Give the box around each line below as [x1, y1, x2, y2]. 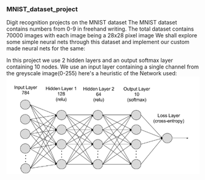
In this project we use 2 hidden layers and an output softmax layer [6, 57, 173, 64]
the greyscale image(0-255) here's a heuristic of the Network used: [6, 70, 177, 77]
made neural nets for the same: [6, 45, 86, 52]
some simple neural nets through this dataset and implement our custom [6, 39, 190, 46]
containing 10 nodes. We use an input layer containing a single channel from [6, 63, 199, 70]
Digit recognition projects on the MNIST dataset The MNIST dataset [6, 19, 177, 26]
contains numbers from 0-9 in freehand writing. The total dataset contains [6, 25, 195, 32]
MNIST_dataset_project [6, 5, 78, 13]
